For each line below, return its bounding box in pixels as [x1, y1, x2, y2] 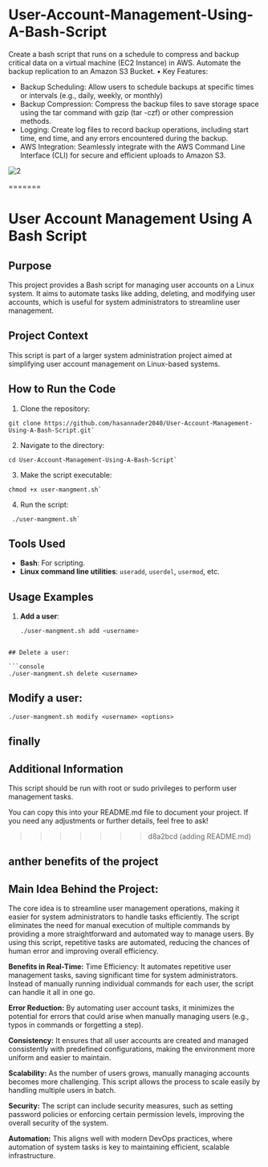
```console [8, 663, 45, 671]
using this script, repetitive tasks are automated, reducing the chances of [8, 938, 250, 947]
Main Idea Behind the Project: [8, 882, 159, 896]
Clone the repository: [19, 404, 91, 413]
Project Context [8, 329, 88, 343]
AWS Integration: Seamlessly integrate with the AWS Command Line [19, 142, 246, 151]
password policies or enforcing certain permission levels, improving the [8, 1110, 245, 1120]
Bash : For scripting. [19, 558, 86, 568]
